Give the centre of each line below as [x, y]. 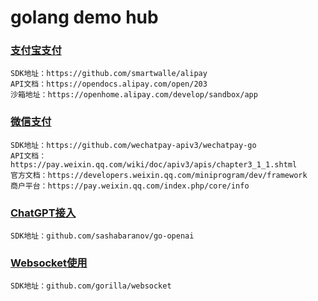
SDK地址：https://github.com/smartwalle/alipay [109, 74]
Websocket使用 [49, 263]
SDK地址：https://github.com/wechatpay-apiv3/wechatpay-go [133, 145]
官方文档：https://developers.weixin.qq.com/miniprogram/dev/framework [159, 175]
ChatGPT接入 [43, 213]
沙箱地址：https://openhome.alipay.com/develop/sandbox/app [134, 95]
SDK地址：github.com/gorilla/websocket [91, 286]
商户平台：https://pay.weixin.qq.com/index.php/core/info [130, 186]
